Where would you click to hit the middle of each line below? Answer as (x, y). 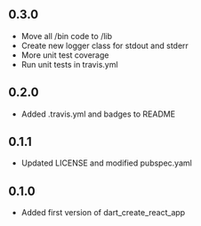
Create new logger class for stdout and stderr (105, 45)
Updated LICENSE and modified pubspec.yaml (106, 163)
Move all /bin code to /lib (67, 36)
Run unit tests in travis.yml (69, 64)
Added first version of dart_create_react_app (103, 213)
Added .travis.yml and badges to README (98, 114)
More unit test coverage (65, 55)
